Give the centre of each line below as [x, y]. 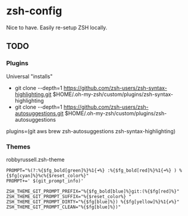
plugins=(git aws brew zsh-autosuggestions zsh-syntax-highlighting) [91, 131]
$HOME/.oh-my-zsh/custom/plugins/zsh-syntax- [113, 94]
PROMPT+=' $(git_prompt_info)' [45, 181]
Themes [18, 146]
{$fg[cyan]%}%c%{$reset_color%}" [48, 175]
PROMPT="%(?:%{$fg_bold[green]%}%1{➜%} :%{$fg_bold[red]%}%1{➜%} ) [92, 170]
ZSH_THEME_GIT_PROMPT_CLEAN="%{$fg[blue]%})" [63, 207]
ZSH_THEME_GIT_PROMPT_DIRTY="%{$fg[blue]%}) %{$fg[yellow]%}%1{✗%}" [93, 202]
